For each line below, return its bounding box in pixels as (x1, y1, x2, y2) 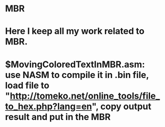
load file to (5, 80, 49, 91)
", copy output (91, 101, 152, 112)
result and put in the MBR (5, 111, 111, 123)
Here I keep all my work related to (5, 26, 145, 37)
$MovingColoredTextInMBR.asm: (5, 59, 145, 70)
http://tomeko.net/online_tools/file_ (9, 90, 160, 101)
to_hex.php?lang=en (5, 101, 92, 112)
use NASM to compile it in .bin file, (5, 69, 149, 81)
